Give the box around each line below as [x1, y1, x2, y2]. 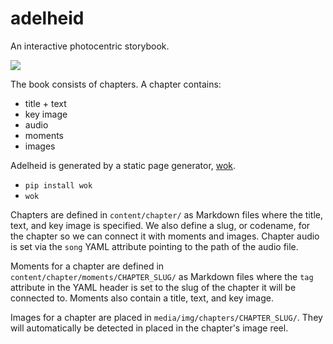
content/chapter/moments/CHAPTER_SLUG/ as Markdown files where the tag [10, 270, 314, 282]
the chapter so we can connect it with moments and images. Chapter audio [10, 230, 320, 242]
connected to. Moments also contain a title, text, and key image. [10, 292, 274, 304]
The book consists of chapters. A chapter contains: [10, 78, 222, 90]
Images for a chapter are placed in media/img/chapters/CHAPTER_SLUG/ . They [10, 311, 323, 323]
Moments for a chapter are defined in [10, 260, 165, 272]
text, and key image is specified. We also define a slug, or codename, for [10, 219, 311, 231]
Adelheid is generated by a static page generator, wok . [10, 159, 237, 171]
